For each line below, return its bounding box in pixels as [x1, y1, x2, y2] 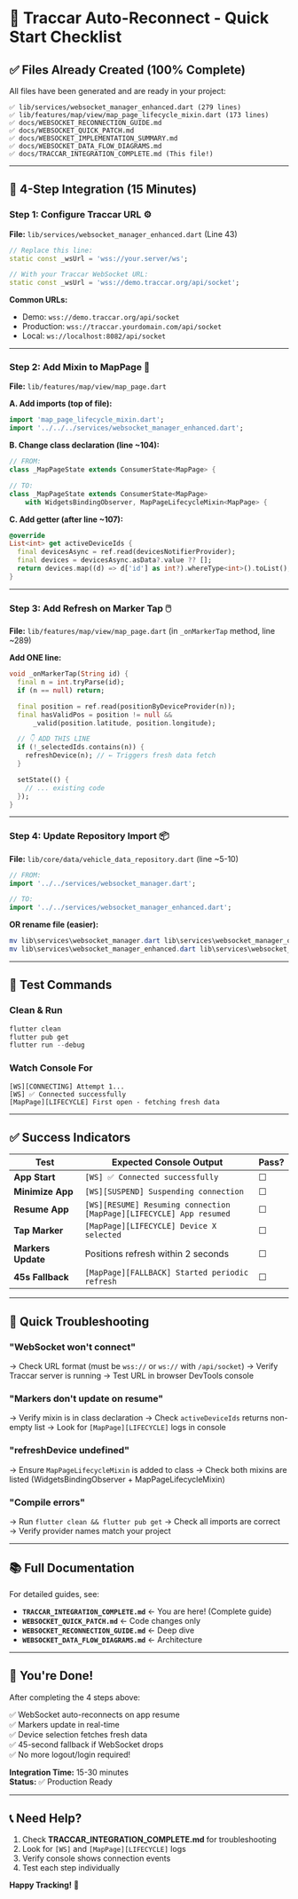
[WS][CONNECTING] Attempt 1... [9, 1082, 125, 1091]
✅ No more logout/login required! [9, 1749, 131, 1760]
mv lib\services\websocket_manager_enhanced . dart [9, 945, 197, 953]
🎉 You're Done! [9, 1668, 94, 1683]
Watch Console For [9, 1062, 93, 1074]
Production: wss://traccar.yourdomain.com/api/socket [21, 321, 222, 332]
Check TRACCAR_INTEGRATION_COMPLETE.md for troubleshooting [21, 1834, 277, 1845]
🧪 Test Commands [9, 977, 113, 993]
